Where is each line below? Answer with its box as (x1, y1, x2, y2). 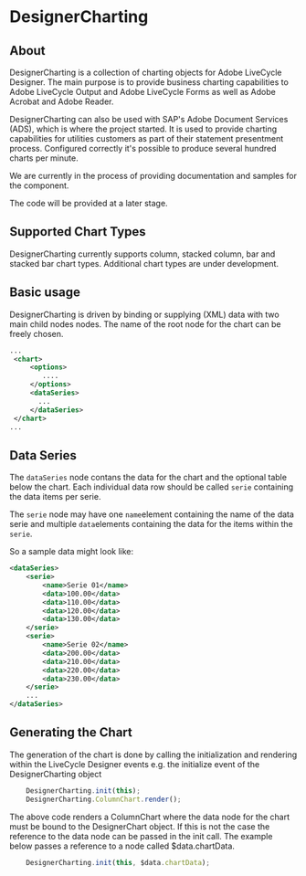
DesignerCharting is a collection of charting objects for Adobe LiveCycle (9, 67, 282, 78)
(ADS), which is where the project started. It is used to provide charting (9, 123, 278, 134)
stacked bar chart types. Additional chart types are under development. (9, 258, 280, 269)
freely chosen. (9, 328, 64, 339)
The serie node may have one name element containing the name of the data (9, 509, 295, 520)
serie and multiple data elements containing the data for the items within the (9, 519, 294, 530)
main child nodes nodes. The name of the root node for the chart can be (9, 318, 281, 330)
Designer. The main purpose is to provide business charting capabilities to (9, 77, 290, 88)
